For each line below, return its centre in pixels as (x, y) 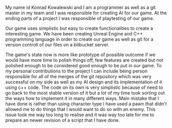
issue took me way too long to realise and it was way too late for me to (80, 115)
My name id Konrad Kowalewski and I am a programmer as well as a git (81, 7)
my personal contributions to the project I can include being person (77, 71)
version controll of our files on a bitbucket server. (57, 45)
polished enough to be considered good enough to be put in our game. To (83, 66)
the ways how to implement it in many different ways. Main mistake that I (82, 98)
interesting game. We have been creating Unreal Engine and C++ (74, 34)
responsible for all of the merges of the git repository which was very (78, 76)
